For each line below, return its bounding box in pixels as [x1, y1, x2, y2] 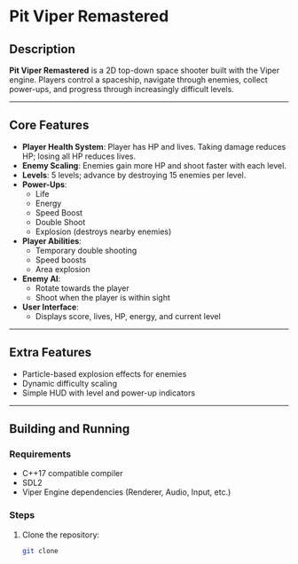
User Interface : [21, 302, 80, 312]
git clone [21, 546, 59, 555]
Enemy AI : [21, 273, 61, 284]
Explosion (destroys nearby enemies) [35, 226, 172, 237]
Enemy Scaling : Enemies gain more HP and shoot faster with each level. [21, 160, 286, 170]
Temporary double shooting [35, 245, 137, 255]
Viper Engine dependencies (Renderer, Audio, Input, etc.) [21, 487, 231, 497]
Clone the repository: [21, 529, 100, 540]
